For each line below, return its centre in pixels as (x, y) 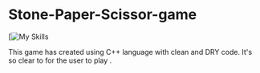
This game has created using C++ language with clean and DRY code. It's (130, 52)
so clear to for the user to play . (60, 60)
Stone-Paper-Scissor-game (103, 15)
